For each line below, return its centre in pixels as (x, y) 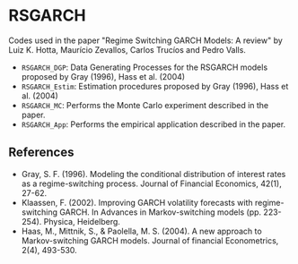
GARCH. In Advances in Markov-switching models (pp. (160, 212)
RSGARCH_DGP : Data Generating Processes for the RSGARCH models (145, 67)
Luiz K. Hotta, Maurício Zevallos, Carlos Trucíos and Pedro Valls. (127, 49)
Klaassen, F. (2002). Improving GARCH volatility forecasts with (137, 202)
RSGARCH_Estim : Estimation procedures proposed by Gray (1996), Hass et (155, 86)
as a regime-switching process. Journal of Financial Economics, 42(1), (151, 183)
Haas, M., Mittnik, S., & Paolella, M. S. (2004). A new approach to (141, 231)
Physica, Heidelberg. (82, 221)
